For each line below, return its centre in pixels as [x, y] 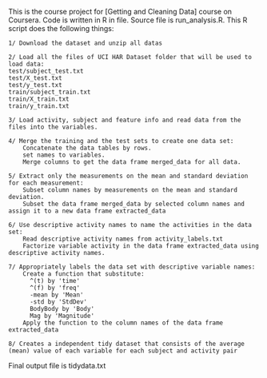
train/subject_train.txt [50, 92]
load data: [26, 64]
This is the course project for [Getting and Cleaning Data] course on [120, 12]
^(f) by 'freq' [55, 288]
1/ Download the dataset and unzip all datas [85, 43]
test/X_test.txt [35, 78]
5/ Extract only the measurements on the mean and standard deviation [128, 176]
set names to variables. [64, 155]
